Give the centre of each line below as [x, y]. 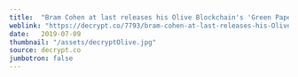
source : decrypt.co [45, 50]
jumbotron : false [41, 58]
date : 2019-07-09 [45, 34]
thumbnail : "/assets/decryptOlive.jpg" [83, 42]
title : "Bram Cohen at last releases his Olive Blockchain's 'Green [141, 17]
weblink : [25, 26]
